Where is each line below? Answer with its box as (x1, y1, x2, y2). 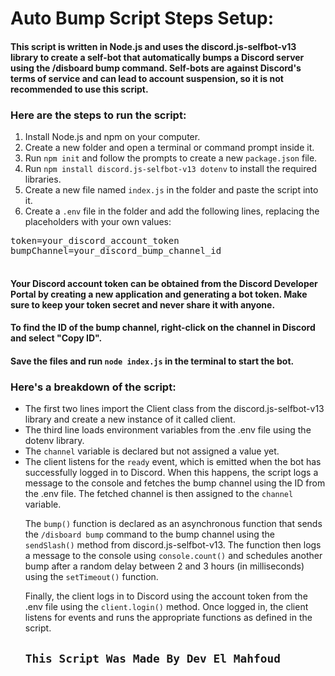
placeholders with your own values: (24, 216, 172, 228)
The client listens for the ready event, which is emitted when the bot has (24, 456, 322, 468)
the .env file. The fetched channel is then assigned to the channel (24, 488, 294, 500)
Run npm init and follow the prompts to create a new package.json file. (24, 152, 318, 164)
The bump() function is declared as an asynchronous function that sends (24, 518, 323, 530)
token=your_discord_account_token (10, 235, 180, 247)
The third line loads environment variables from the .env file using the (24, 424, 312, 436)
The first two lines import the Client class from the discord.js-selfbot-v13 (24, 403, 325, 415)
